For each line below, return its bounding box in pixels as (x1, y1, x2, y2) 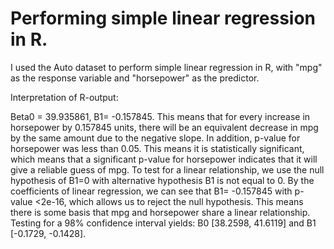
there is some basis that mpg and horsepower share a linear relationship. (10, 206, 311, 218)
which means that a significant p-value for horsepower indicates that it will (10, 153, 318, 165)
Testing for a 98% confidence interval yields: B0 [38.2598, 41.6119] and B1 (10, 217, 317, 229)
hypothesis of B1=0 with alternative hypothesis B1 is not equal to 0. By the (10, 174, 315, 186)
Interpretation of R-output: (10, 91, 119, 103)
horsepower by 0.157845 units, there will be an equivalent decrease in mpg (10, 121, 319, 133)
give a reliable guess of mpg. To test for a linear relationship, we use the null (10, 163, 325, 176)
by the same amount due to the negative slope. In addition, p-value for (10, 132, 301, 144)
